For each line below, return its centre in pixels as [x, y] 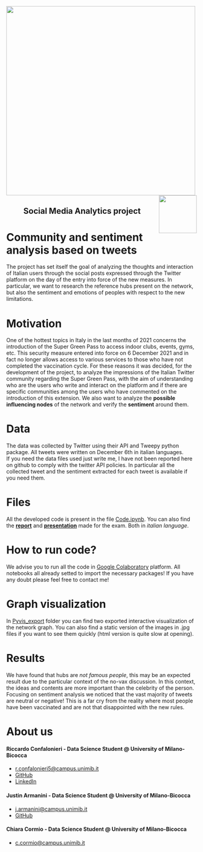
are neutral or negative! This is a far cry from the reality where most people [100, 701]
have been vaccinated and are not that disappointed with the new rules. [95, 707]
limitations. [20, 299]
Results [26, 659]
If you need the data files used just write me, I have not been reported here [99, 459]
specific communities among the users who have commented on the [92, 392]
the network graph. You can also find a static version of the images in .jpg [98, 627]
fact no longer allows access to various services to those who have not [95, 360]
